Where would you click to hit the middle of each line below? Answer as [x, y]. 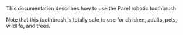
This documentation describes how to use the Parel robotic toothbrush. [92, 8]
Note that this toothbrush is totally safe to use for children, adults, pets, [91, 20]
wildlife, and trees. [28, 26]
